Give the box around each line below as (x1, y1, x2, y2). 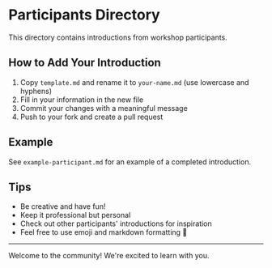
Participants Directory (8, 6, 160, 24)
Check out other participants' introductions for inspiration (19, 219, 212, 228)
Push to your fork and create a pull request (19, 112, 164, 121)
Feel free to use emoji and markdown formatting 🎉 (19, 228, 188, 237)
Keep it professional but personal (19, 211, 131, 220)
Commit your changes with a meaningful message (19, 103, 188, 113)
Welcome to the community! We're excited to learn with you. (8, 251, 210, 261)
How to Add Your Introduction (8, 56, 162, 70)
